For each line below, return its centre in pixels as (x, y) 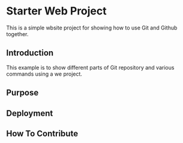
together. (17, 34)
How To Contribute (42, 133)
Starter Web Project (56, 11)
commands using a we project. (44, 74)
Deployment (30, 113)
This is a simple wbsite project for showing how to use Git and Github (92, 28)
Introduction (30, 53)
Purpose (22, 93)
